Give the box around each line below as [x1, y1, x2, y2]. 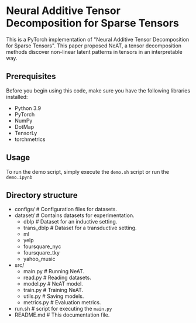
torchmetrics [14, 136, 46, 143]
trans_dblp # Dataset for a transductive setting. [23, 224, 137, 232]
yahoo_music [23, 256, 56, 263]
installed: [6, 93, 28, 100]
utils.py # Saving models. [23, 293, 84, 300]
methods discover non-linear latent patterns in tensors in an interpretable [6, 48, 183, 55]
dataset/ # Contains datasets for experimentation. [14, 212, 135, 219]
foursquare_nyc [23, 243, 61, 250]
